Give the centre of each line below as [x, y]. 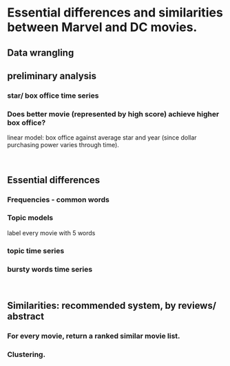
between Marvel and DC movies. [102, 27]
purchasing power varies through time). [63, 145]
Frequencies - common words [59, 200]
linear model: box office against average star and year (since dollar [102, 138]
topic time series [36, 250]
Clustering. [27, 354]
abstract [26, 317]
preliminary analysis [52, 76]
